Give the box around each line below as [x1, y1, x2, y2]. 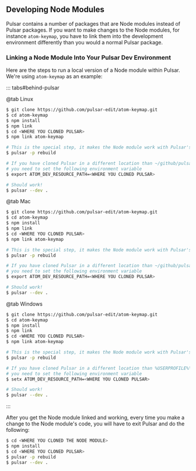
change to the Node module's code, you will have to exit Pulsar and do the [6, 420, 185, 427]
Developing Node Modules [6, 5, 105, 15]
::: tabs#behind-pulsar [6, 84, 60, 91]
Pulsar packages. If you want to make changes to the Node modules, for [6, 26, 180, 33]
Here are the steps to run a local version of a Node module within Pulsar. [6, 67, 180, 74]
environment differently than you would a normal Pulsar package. [6, 39, 163, 46]
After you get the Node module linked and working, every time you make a [6, 414, 185, 421]
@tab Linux [6, 96, 34, 103]
